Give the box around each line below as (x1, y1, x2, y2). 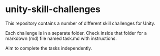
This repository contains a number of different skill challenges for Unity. (5, 20, 156, 26)
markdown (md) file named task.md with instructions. (5, 35, 117, 41)
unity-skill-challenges (5, 4, 101, 15)
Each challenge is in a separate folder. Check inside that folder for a (5, 30, 147, 36)
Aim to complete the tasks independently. (5, 45, 92, 51)
